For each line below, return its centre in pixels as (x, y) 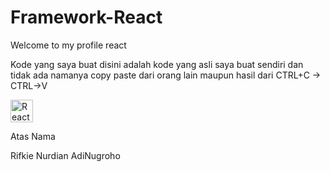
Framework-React (86, 17)
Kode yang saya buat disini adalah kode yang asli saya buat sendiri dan (157, 64)
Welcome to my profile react (68, 45)
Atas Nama (33, 136)
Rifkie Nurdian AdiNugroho (65, 155)
